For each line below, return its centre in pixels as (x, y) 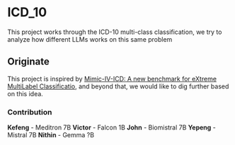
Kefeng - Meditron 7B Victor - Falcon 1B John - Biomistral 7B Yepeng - (111, 127)
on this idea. (25, 93)
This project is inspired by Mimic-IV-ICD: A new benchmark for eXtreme (112, 79)
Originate (28, 62)
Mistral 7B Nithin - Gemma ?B (51, 135)
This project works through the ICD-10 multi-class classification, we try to (115, 32)
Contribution (30, 112)
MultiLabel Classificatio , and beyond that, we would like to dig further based (118, 86)
